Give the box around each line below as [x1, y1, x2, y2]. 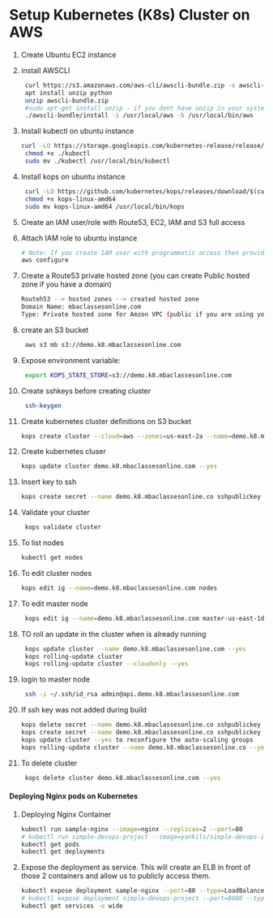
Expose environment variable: [20, 355, 121, 365]
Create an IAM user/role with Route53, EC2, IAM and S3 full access [20, 217, 245, 227]
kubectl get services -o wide [20, 902, 124, 911]
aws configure [20, 256, 69, 265]
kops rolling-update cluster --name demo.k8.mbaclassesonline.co [20, 743, 246, 751]
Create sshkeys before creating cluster [20, 386, 151, 396]
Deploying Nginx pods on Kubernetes [9, 791, 139, 801]
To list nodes [20, 538, 64, 548]
